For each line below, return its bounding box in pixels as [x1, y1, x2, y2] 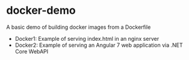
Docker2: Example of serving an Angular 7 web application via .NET [14, 41, 183, 49]
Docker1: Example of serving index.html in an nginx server [14, 35, 160, 42]
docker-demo [6, 4, 76, 17]
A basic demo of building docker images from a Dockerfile [6, 23, 151, 31]
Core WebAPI [14, 47, 49, 55]
